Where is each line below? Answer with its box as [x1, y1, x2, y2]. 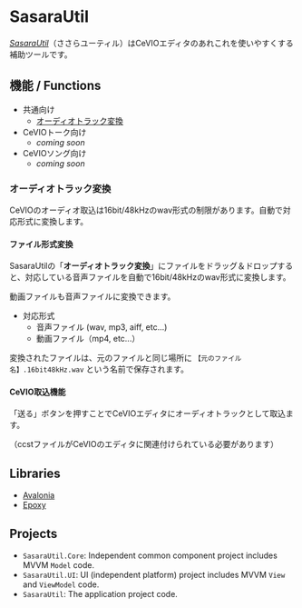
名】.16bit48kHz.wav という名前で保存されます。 [9, 364, 189, 374]
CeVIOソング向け [22, 147, 87, 158]
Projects [9, 525, 58, 542]
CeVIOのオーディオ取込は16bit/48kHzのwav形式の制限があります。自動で [9, 204, 283, 215]
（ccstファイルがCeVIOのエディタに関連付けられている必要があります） [9, 439, 279, 450]
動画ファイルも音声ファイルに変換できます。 [9, 291, 176, 302]
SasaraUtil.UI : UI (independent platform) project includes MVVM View [22, 570, 286, 581]
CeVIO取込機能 [9, 386, 66, 397]
